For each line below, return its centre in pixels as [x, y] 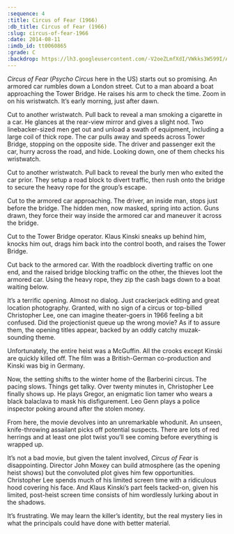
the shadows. [27, 502]
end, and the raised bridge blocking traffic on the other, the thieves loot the [115, 272]
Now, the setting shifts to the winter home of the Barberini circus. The [107, 379]
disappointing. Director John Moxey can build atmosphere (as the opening [114, 465]
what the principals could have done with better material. [89, 523]
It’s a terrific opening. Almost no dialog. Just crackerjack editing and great [113, 300]
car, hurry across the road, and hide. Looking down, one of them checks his [116, 151]
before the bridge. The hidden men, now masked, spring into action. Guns [113, 208]
